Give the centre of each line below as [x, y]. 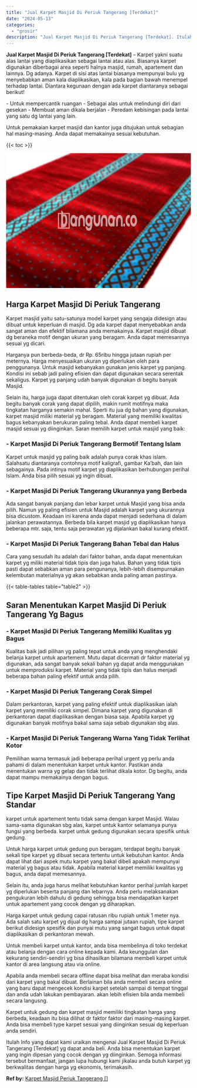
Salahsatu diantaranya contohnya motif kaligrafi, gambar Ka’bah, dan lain [94, 463]
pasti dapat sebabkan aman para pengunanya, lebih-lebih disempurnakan [95, 569]
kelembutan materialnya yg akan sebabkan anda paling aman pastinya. [92, 575]
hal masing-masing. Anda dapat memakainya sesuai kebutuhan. [83, 134]
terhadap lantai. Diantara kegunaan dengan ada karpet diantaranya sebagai [97, 86]
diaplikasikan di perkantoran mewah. [50, 934]
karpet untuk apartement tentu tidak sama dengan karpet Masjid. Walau [93, 819]
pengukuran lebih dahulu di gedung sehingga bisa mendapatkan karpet [92, 898]
